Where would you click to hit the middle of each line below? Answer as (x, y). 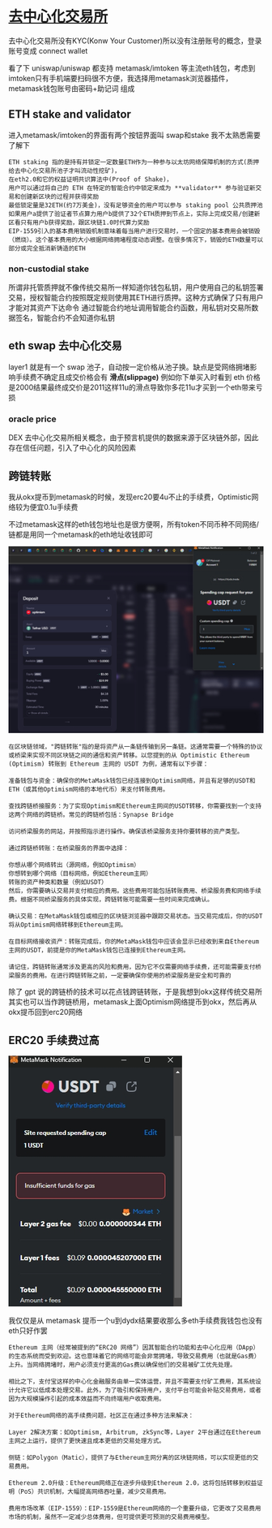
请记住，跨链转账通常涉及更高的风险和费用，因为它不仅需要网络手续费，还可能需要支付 (132, 967)
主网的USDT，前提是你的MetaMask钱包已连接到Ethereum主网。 (99, 951)
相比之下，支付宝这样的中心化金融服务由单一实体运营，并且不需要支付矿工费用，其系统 (132, 1381)
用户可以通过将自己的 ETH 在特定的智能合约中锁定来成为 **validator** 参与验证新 (132, 188)
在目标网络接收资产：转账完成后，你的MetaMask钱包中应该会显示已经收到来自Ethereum (134, 942)
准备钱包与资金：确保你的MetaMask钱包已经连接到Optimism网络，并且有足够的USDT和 (132, 781)
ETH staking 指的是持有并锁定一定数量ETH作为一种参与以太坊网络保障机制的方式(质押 (134, 162)
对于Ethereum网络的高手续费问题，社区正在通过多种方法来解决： (101, 1415)
